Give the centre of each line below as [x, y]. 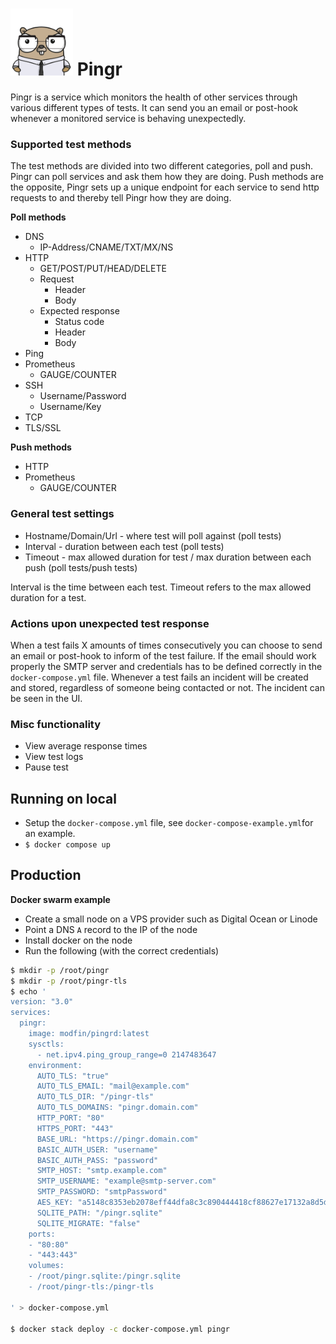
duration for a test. [48, 597]
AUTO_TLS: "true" [73, 1076]
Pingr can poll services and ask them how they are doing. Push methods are [167, 177]
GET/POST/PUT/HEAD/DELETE [103, 269]
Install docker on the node [78, 940]
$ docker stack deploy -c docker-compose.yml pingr [120, 1329]
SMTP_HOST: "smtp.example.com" [102, 1171]
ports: [42, 1234]
